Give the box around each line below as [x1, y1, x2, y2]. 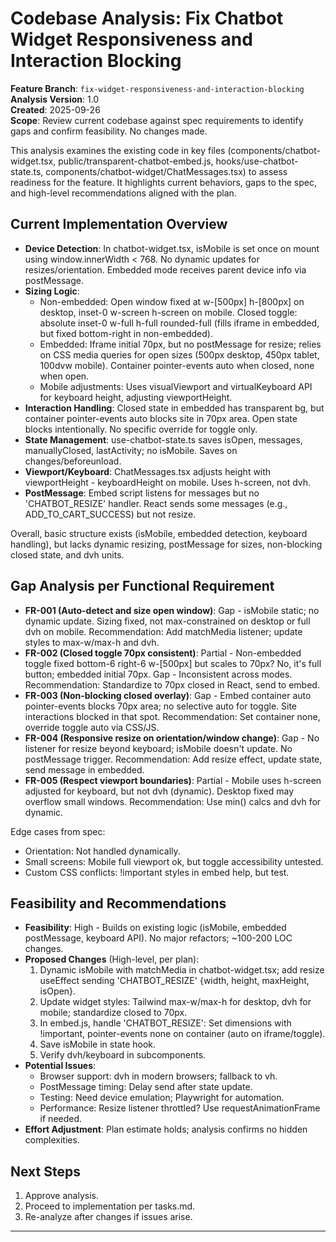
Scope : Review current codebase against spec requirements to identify [10, 114, 304, 126]
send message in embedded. [24, 763, 145, 776]
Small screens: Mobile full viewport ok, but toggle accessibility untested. [24, 855, 324, 867]
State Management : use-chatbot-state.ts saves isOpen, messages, [24, 433, 303, 446]
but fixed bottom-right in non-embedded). [39, 327, 213, 339]
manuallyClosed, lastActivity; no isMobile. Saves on [24, 444, 238, 456]
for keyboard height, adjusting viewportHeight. [39, 391, 233, 403]
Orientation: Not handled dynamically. [24, 845, 181, 857]
